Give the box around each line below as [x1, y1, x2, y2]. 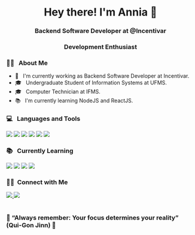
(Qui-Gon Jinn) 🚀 [6, 221, 56, 230]
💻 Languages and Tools [6, 115, 81, 123]
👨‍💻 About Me [6, 59, 48, 67]
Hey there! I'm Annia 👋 [44, 5, 157, 19]
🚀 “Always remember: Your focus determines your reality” [6, 213, 179, 222]
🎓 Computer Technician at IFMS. [14, 88, 100, 95]
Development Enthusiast [63, 43, 138, 51]
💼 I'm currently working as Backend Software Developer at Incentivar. [14, 72, 190, 80]
